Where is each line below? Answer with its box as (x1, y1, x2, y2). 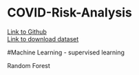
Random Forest (7, 61, 50, 69)
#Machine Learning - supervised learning (7, 48, 125, 56)
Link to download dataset (7, 34, 79, 43)
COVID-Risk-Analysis (7, 5, 132, 21)
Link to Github (7, 28, 47, 36)
